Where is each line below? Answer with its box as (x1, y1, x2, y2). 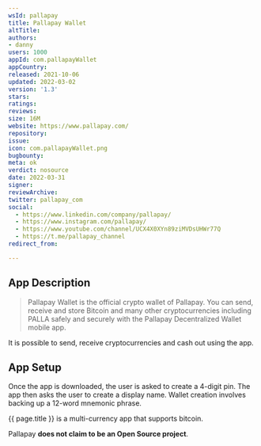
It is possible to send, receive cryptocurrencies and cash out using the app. (8, 337, 255, 347)
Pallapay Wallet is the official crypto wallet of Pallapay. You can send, (27, 297, 254, 307)
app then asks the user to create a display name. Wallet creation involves (8, 390, 247, 400)
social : (8, 203, 34, 211)
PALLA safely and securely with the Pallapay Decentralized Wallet (27, 314, 242, 323)
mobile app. (27, 322, 66, 332)
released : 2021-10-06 (8, 71, 80, 78)
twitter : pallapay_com (8, 196, 83, 204)
